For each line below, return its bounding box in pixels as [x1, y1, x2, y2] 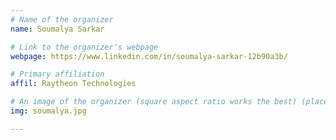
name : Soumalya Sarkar [10, 24, 105, 34]
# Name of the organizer [10, 14, 114, 25]
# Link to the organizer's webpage [10, 42, 159, 52]
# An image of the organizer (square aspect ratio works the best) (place [10, 97, 329, 107]
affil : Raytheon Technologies [10, 79, 137, 89]
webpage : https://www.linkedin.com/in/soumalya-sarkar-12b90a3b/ [10, 51, 288, 61]
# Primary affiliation [10, 69, 105, 80]
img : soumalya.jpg [10, 106, 87, 116]
